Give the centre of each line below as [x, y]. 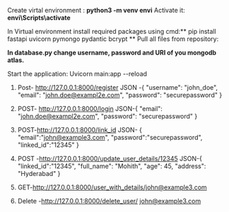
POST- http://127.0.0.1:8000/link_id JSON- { [80, 130]
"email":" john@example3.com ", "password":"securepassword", [110, 137]
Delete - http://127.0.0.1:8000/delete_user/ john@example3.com [109, 201]
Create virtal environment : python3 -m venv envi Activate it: [96, 10]
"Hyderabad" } [39, 173]
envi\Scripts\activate [39, 18]
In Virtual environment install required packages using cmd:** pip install [112, 31]
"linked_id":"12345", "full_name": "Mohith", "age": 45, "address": [112, 166]
